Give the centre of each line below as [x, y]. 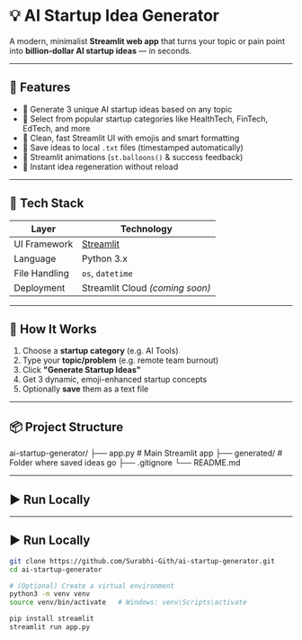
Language [35, 258]
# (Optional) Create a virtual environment [92, 586]
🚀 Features [40, 88]
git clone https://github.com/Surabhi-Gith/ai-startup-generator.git [142, 561]
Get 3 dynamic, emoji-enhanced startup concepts [115, 380]
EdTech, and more [56, 128]
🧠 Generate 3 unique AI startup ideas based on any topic [127, 109]
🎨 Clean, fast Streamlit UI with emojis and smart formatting [131, 138]
